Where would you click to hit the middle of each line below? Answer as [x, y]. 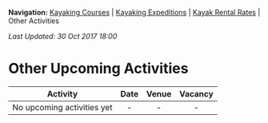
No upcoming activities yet [62, 107]
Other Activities [34, 21]
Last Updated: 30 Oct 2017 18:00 [63, 36]
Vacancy [196, 93]
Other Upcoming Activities [98, 69]
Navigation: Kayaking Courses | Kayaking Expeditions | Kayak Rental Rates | [134, 12]
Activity [62, 93]
